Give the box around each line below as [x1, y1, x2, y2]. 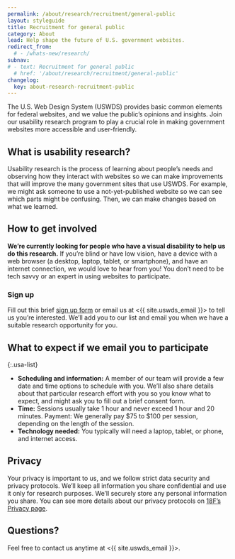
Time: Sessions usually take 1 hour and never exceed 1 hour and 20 [17, 404, 214, 413]
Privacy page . [7, 504, 48, 512]
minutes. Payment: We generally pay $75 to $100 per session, [17, 411, 198, 420]
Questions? [7, 525, 59, 537]
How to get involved [7, 223, 98, 235]
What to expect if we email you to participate [7, 342, 209, 354]
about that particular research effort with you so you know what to [17, 389, 211, 398]
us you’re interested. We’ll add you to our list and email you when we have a [7, 313, 229, 322]
